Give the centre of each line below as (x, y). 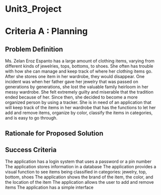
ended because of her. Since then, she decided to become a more (71, 97)
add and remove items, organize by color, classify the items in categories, (79, 113)
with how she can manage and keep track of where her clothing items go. (79, 71)
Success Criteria (31, 150)
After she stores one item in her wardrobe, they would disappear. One (75, 77)
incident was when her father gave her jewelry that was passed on (72, 82)
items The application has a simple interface (49, 187)
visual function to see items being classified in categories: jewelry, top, (76, 172)
